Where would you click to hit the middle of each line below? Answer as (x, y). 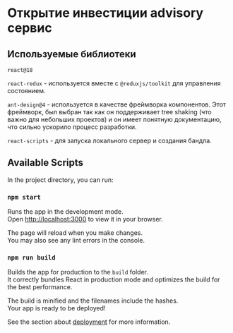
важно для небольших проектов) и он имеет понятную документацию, (114, 119)
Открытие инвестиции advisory (105, 13)
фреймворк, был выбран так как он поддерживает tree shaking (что (109, 112)
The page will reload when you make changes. (75, 233)
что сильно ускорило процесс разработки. (72, 127)
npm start (24, 197)
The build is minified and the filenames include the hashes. (93, 301)
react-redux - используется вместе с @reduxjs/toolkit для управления (114, 83)
